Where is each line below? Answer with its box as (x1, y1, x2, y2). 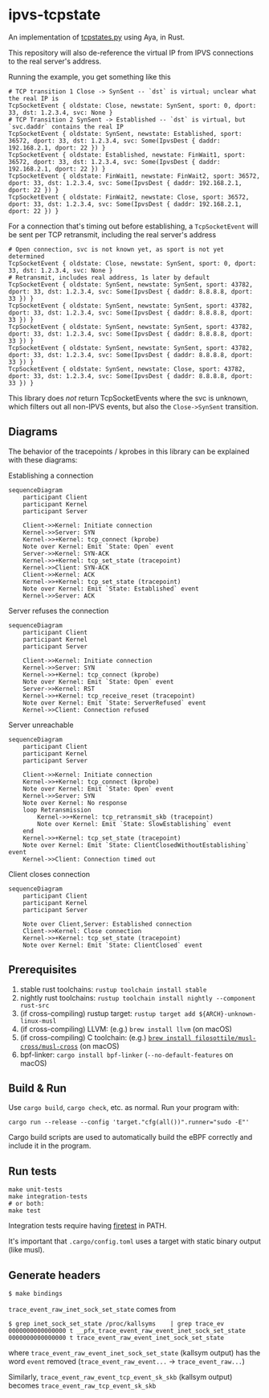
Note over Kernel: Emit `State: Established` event (22, 585, 199, 593)
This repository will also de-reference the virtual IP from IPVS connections (8, 47, 255, 57)
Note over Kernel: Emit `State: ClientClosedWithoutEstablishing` (22, 841, 250, 849)
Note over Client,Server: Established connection (22, 919, 193, 928)
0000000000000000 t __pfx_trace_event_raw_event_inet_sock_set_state (8, 1326, 247, 1334)
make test (8, 1207, 42, 1215)
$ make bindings (8, 1289, 63, 1297)
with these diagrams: (8, 454, 78, 464)
